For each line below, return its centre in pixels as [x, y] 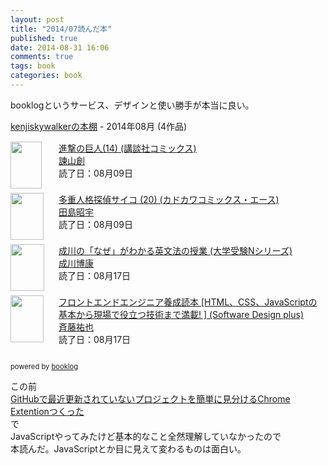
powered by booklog [44, 366]
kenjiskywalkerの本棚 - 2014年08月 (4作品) [99, 126]
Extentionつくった [47, 411]
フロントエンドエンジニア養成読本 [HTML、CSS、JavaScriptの [188, 302]
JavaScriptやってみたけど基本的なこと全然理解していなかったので [146, 436]
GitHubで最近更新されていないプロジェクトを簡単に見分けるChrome [150, 398]
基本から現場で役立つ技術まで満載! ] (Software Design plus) [181, 314]
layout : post [37, 19]
